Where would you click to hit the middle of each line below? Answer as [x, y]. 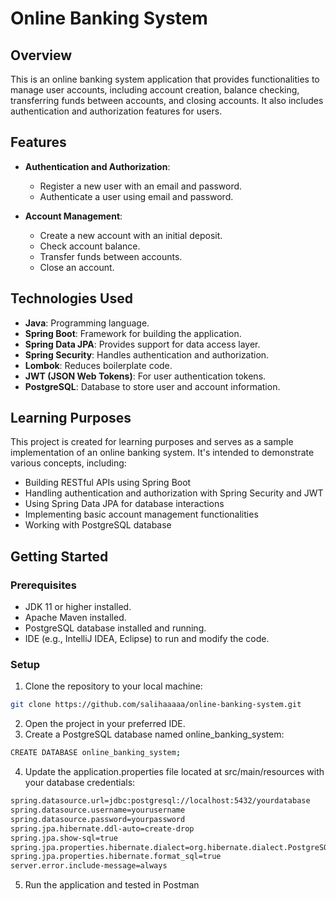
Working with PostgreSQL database [98, 525]
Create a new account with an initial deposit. [131, 235]
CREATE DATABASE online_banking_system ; [96, 753]
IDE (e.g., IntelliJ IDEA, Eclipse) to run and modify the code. [147, 639]
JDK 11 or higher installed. [78, 607]
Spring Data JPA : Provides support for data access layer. [142, 344]
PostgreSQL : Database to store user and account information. [152, 386]
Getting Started [59, 556]
